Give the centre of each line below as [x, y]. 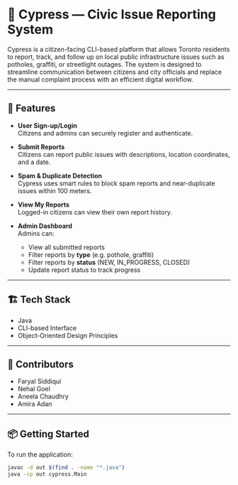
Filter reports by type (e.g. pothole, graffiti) [91, 254]
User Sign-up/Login [47, 125]
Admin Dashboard [45, 226]
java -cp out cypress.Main [47, 474]
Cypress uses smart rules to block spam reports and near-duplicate [116, 183]
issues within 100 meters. [55, 190]
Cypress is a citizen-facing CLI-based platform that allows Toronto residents [119, 49]
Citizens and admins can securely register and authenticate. [105, 133]
